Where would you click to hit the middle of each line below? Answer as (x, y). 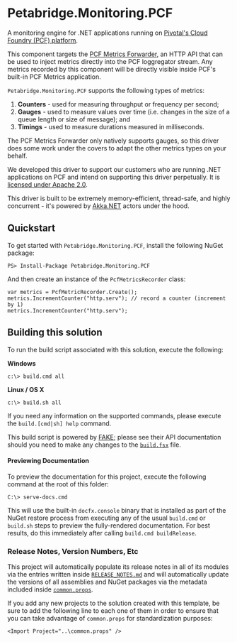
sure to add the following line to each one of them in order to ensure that (113, 611)
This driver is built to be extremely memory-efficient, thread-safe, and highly (119, 198)
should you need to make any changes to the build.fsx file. (94, 445)
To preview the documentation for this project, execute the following (107, 477)
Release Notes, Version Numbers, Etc (73, 551)
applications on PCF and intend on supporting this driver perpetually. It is (114, 177)
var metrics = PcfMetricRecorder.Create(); (73, 292)
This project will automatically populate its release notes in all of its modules (118, 567)
